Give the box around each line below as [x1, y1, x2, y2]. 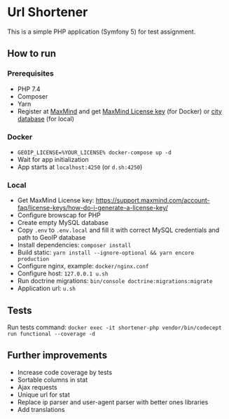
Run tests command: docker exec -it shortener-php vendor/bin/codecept [7, 323, 222, 331]
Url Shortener [7, 4, 88, 20]
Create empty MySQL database [17, 219, 109, 227]
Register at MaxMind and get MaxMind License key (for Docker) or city [17, 107, 223, 116]
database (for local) [17, 114, 75, 123]
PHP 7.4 [17, 85, 41, 93]
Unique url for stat [17, 390, 70, 399]
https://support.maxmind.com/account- [95, 196, 210, 205]
